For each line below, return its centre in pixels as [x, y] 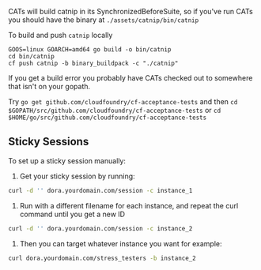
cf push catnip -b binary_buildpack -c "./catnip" [93, 63]
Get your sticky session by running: [78, 176]
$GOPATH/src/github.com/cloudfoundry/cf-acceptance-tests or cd [115, 110]
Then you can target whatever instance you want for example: [121, 243]
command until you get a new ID [72, 214]
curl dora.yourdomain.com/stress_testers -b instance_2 [102, 258]
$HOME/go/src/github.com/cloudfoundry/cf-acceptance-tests [108, 118]
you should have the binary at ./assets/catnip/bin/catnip [104, 20]
